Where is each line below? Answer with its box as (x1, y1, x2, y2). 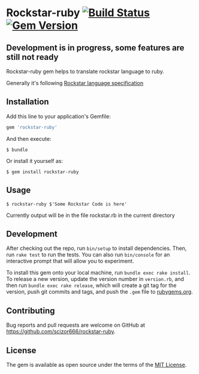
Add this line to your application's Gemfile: (6, 113, 111, 120)
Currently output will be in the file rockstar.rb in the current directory (6, 212, 175, 219)
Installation (6, 96, 49, 107)
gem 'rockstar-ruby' (6, 124, 58, 130)
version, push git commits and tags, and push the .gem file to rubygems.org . (6, 288, 194, 295)
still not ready (6, 52, 59, 62)
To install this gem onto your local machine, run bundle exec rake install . (6, 269, 191, 276)
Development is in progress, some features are (6, 43, 185, 53)
